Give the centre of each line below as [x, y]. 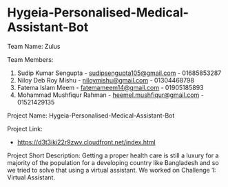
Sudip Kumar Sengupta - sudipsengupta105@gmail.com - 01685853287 [119, 73]
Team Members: [30, 59]
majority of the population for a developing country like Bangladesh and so [113, 162]
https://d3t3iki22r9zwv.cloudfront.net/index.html [86, 142]
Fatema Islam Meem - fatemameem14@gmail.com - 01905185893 [111, 87]
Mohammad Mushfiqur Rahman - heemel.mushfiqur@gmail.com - [111, 95]
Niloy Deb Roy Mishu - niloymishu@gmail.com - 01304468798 [106, 80]
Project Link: [25, 129]
